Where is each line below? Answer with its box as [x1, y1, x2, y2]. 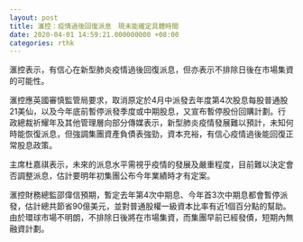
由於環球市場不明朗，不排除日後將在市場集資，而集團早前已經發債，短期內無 [9, 212, 294, 223]
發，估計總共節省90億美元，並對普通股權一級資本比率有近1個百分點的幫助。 [9, 200, 291, 212]
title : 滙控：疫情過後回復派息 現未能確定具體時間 [9, 22, 179, 31]
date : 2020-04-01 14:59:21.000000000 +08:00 [9, 30, 179, 39]
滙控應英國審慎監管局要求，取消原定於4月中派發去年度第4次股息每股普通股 [9, 95, 289, 106]
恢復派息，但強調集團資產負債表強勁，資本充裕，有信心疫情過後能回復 [24, 128, 286, 140]
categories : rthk [9, 38, 75, 48]
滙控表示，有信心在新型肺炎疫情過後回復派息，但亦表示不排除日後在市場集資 [9, 64, 294, 75]
